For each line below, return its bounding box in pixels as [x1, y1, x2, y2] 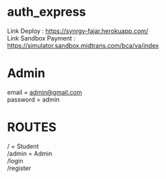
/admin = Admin [7, 149, 53, 158]
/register [7, 164, 32, 172]
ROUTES [7, 119, 57, 135]
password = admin [7, 95, 60, 104]
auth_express [7, 4, 86, 20]
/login [7, 156, 24, 165]
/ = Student [7, 142, 39, 150]
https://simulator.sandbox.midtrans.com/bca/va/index [7, 41, 159, 49]
